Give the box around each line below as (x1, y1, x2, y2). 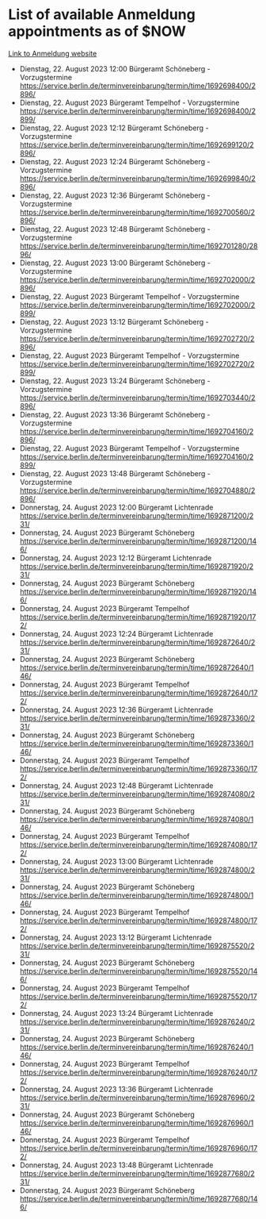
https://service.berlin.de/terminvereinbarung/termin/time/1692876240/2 (19, 1017, 256, 1026)
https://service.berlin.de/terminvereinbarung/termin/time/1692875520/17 (19, 991, 257, 1001)
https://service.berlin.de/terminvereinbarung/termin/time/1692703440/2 (19, 393, 256, 402)
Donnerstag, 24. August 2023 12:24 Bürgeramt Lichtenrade (19, 629, 214, 638)
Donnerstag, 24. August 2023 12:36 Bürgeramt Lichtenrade (19, 705, 214, 714)
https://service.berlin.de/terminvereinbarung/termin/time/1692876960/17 (19, 1143, 258, 1152)
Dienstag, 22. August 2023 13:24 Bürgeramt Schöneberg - (19, 375, 211, 386)
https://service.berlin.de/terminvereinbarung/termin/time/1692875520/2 (19, 940, 255, 950)
